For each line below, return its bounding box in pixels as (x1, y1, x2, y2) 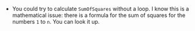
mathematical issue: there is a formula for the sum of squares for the (12, 12, 186, 19)
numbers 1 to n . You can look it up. (12, 18, 100, 25)
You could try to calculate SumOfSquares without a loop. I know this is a (12, 5, 189, 12)
